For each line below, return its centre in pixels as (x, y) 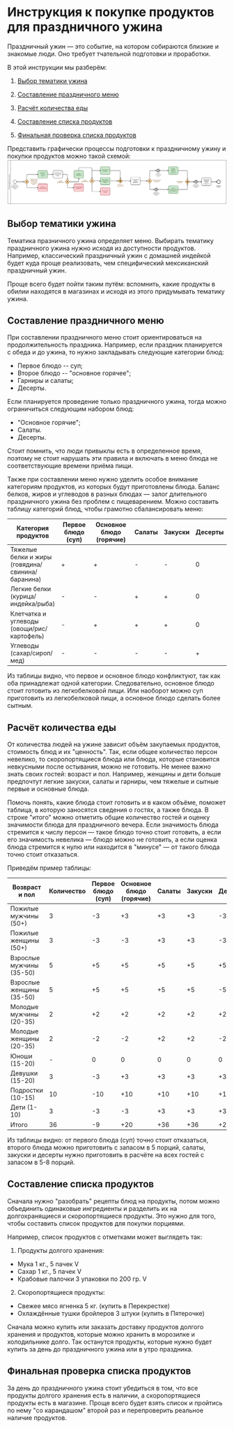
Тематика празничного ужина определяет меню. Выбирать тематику (110, 240)
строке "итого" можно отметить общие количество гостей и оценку (109, 818)
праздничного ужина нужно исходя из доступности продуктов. (102, 248)
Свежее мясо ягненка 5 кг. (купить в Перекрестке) (94, 1306)
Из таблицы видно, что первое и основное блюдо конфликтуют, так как (114, 676)
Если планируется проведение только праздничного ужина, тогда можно (117, 402)
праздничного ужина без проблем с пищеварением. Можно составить (113, 502)
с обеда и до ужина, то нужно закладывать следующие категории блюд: (116, 352)
